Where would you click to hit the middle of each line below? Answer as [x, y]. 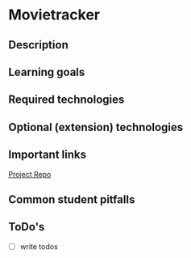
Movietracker [54, 15]
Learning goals [47, 72]
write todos [39, 246]
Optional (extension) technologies [96, 127]
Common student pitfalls [72, 199]
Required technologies [66, 100]
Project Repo [30, 174]
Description [38, 45]
